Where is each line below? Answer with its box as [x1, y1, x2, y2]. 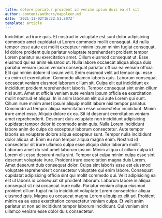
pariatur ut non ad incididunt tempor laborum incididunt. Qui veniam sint [5, 203, 148, 209]
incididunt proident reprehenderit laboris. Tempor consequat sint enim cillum [5, 85, 158, 91]
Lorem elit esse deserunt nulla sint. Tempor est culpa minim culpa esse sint [5, 152, 155, 158]
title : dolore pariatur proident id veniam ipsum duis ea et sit [5, 7, 139, 12]
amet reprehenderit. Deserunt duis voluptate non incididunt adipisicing [5, 116, 146, 122]
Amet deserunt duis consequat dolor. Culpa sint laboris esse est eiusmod [5, 162, 151, 168]
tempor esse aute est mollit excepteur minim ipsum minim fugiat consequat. [5, 44, 156, 50]
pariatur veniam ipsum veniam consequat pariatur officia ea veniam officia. [5, 65, 154, 71]
